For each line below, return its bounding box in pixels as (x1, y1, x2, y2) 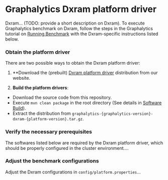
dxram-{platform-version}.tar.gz (12, 117, 83, 122)
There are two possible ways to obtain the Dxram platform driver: (5, 60, 140, 66)
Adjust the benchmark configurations (5, 157, 99, 164)
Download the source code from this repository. (12, 94, 112, 101)
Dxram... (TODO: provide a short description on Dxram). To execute (5, 20, 145, 26)
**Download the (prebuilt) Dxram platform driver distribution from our (12, 70, 158, 76)
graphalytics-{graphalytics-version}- (72, 111, 153, 116)
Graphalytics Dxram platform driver (5, 4, 157, 15)
